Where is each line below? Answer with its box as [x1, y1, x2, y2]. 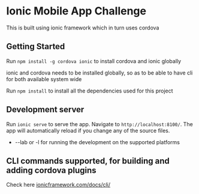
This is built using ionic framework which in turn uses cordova [6, 24, 159, 31]
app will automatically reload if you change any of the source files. [6, 127, 170, 134]
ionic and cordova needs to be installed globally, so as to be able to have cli [6, 69, 193, 76]
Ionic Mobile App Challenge [6, 4, 147, 18]
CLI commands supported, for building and [6, 156, 170, 166]
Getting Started [6, 41, 65, 52]
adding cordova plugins [6, 165, 97, 175]
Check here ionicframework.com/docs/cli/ [6, 181, 111, 189]
